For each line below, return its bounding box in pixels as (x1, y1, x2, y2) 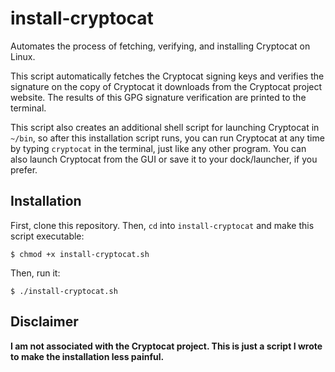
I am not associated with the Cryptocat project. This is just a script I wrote (10, 340, 323, 352)
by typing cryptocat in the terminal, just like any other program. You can (10, 142, 307, 154)
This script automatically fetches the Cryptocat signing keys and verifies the (10, 70, 325, 82)
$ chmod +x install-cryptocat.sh (10, 249, 150, 259)
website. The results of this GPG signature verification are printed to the (10, 91, 307, 103)
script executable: (10, 230, 85, 242)
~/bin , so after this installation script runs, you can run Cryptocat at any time (10, 132, 325, 144)
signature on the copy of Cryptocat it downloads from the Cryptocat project (10, 80, 323, 92)
